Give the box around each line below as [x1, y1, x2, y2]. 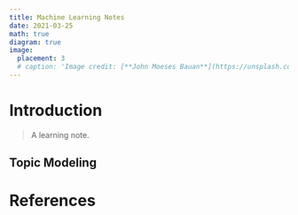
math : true [9, 29, 50, 38]
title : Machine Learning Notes [9, 12, 125, 22]
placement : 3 [17, 54, 66, 63]
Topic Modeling [9, 156, 98, 171]
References [9, 191, 96, 211]
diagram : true [9, 37, 62, 47]
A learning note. [30, 129, 90, 140]
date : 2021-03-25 [9, 21, 74, 30]
